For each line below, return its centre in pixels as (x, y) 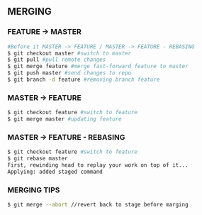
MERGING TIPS (34, 189)
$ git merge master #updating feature (64, 119)
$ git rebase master (38, 159)
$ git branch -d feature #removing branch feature (84, 80)
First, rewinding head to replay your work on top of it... (98, 165)
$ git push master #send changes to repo (69, 73)
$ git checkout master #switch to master (69, 53)
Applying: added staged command (55, 172)
